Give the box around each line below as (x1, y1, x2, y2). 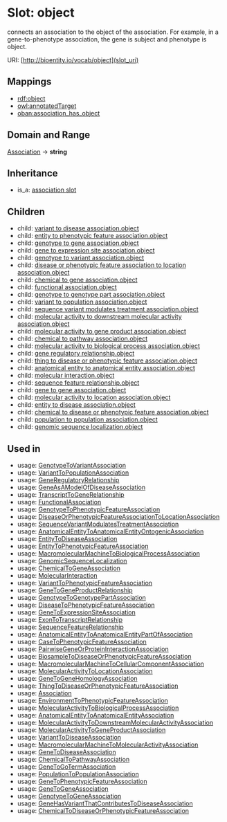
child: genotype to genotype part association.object (17, 291, 165, 299)
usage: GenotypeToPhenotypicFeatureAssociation (17, 505, 161, 513)
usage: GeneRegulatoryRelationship (17, 476, 120, 484)
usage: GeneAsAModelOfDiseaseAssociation (17, 483, 146, 491)
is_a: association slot (17, 185, 77, 194)
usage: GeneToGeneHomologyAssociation (17, 675, 138, 682)
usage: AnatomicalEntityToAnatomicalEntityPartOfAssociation (17, 630, 193, 638)
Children (7, 205, 45, 217)
